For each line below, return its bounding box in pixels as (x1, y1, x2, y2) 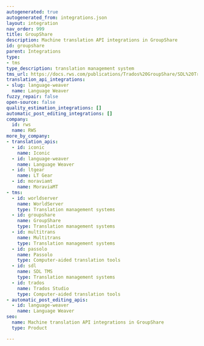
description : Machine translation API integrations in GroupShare (6, 37, 178, 43)
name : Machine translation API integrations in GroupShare (12, 319, 165, 325)
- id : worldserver (12, 195, 59, 201)
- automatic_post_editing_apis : (6, 297, 88, 303)
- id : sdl (12, 263, 36, 269)
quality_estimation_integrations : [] (6, 104, 102, 111)
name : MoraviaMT (17, 184, 59, 190)
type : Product (12, 325, 47, 331)
